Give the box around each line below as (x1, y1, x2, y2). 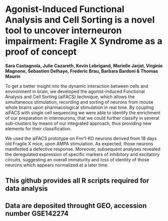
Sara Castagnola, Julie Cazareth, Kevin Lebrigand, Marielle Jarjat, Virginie (5, 63, 163, 69)
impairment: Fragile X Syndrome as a (5, 36, 162, 47)
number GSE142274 (5, 209, 69, 217)
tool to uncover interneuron (5, 25, 122, 36)
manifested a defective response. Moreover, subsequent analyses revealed (5, 146, 160, 152)
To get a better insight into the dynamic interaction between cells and (5, 83, 149, 89)
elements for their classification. (5, 125, 72, 131)
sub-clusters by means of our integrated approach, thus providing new (5, 120, 152, 126)
